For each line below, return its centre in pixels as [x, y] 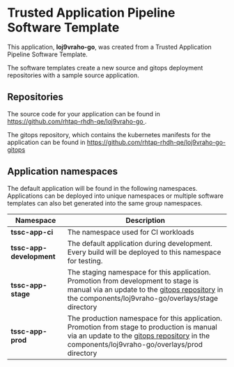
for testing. [85, 260]
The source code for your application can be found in [84, 114]
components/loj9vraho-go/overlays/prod [135, 344]
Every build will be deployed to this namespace [144, 252]
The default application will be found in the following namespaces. [102, 188]
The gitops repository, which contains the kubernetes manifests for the [109, 134]
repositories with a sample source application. [73, 75]
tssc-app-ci [32, 232]
